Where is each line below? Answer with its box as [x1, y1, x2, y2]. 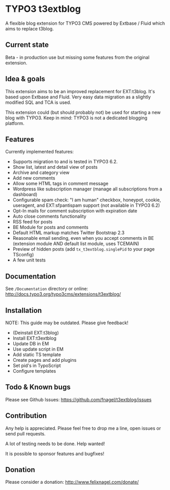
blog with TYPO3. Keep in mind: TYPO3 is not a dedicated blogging [5, 114, 147, 121]
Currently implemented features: [5, 149, 74, 155]
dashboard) [12, 191, 37, 198]
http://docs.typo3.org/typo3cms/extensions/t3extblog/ [5, 291, 121, 297]
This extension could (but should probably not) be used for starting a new [5, 109, 161, 115]
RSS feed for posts [12, 219, 53, 225]
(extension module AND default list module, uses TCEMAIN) [12, 240, 139, 247]
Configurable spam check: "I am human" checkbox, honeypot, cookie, [12, 197, 161, 203]
